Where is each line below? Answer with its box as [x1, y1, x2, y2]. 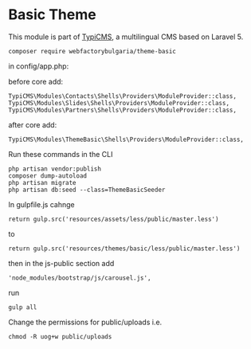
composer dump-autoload [8, 171, 88, 180]
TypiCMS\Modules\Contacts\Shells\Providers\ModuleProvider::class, [8, 92, 237, 100]
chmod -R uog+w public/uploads [8, 332, 112, 340]
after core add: [8, 120, 57, 129]
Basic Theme [8, 6, 97, 24]
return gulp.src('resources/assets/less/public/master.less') [8, 215, 219, 223]
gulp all [8, 303, 37, 312]
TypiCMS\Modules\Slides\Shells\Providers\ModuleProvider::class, [8, 99, 229, 107]
